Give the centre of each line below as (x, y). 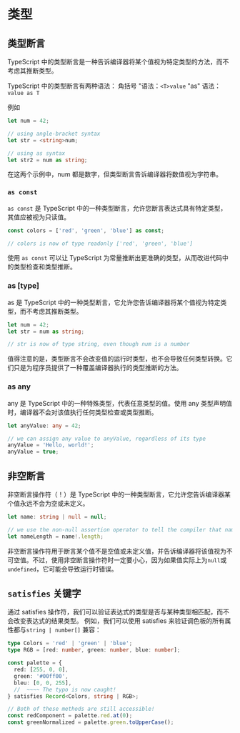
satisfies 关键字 (44, 593)
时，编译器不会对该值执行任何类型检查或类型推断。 (82, 412)
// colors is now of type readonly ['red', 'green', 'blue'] (100, 244)
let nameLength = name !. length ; (55, 537)
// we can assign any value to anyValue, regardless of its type (106, 439)
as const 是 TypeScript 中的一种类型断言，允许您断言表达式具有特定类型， (117, 208)
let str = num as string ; (46, 331)
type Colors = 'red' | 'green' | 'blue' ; (70, 644)
